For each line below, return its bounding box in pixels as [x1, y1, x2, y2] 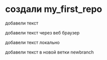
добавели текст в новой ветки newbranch [5, 49, 94, 55]
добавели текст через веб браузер [5, 29, 80, 35]
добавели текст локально [5, 39, 60, 45]
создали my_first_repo [5, 3, 102, 15]
